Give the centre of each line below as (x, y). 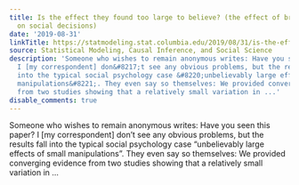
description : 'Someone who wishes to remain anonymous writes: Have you (147, 59)
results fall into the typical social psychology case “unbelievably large (137, 144)
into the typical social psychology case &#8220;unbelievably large (147, 76)
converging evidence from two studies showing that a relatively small (136, 163)
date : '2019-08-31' (45, 34)
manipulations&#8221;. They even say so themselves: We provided (141, 84)
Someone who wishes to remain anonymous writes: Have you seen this (140, 125)
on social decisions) (57, 26)
